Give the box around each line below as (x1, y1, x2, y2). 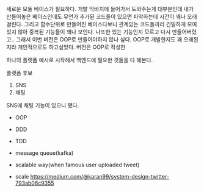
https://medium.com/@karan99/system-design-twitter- (30, 173, 170, 180)
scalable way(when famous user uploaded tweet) (15, 161, 140, 168)
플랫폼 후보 (6, 69, 33, 76)
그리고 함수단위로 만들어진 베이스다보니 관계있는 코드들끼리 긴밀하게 (24, 21, 186, 27)
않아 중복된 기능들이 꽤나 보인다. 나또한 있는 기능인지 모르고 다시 (17, 28, 171, 35)
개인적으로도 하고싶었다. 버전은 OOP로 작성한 (17, 43, 126, 51)
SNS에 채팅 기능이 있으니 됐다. (6, 102, 79, 108)
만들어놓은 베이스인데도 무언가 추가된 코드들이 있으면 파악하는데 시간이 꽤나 (6, 13, 186, 20)
